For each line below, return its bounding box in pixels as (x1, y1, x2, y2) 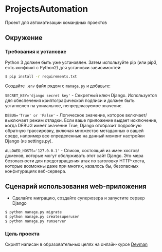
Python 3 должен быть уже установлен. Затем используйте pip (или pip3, (5, 59, 158, 65)
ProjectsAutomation (5, 3, 89, 15)
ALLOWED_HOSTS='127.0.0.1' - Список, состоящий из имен (5, 147, 123, 153)
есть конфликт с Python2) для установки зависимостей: (5, 64, 122, 70)
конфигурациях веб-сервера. (5, 168, 67, 174)
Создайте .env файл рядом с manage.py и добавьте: (5, 83, 111, 89)
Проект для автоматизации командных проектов (5, 19, 107, 25)
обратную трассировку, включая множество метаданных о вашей (5, 128, 144, 134)
